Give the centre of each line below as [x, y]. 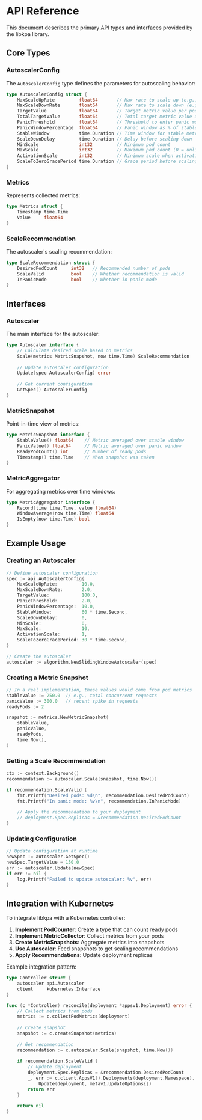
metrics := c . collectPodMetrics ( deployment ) [74, 1017]
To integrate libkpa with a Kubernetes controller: [66, 918]
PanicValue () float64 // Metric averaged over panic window [99, 446]
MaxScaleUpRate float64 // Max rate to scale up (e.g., [107, 100]
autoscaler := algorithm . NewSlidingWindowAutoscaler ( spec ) [82, 662]
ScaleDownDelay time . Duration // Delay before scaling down [105, 139]
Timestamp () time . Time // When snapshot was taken [86, 457]
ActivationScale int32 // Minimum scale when [95, 156]
